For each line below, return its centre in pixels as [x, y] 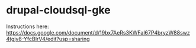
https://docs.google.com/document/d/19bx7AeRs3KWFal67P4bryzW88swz [98, 32]
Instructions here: [28, 26]
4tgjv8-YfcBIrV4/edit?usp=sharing [48, 39]
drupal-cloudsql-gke [58, 10]
